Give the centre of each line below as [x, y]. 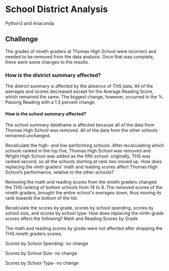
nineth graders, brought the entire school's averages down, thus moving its [83, 193]
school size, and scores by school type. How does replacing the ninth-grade [84, 213]
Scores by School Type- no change [42, 263]
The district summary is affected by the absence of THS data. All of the [79, 86]
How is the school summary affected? [46, 114]
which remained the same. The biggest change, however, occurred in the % [84, 97]
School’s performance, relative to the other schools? [60, 172]
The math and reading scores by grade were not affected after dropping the [84, 229]
